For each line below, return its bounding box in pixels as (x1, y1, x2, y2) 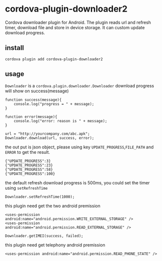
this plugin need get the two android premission (5, 203, 100, 209)
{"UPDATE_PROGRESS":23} (5, 163, 53, 168)
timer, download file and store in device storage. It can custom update (5, 24, 145, 30)
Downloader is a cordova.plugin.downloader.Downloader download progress (5, 82, 154, 88)
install (5, 44, 24, 52)
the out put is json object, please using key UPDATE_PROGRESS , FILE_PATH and (5, 144, 154, 150)
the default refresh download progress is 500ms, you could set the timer (5, 179, 150, 185)
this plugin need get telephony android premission (5, 242, 105, 248)
